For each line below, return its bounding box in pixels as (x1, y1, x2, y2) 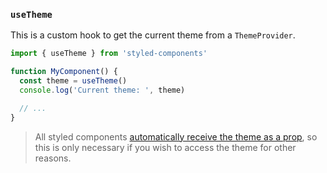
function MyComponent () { (10, 67, 118, 77)
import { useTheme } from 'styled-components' (10, 49, 208, 59)
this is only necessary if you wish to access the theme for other (34, 141, 297, 153)
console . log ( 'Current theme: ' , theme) (19, 85, 186, 95)
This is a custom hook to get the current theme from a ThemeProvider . (10, 29, 296, 41)
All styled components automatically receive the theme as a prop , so (34, 130, 318, 143)
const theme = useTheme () (19, 76, 128, 86)
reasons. (34, 152, 72, 164)
